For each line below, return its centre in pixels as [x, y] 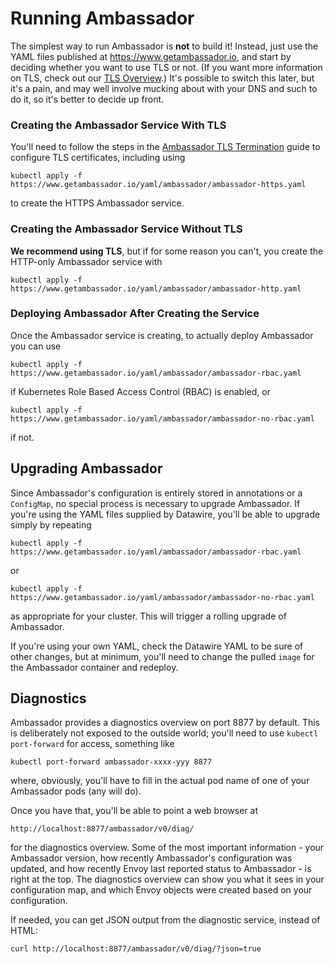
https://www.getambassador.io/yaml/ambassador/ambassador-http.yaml [156, 288]
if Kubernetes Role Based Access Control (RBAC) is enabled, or [140, 391]
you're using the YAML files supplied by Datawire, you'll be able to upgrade [165, 514]
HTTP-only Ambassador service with [86, 261]
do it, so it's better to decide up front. [87, 99]
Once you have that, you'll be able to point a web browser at [134, 811]
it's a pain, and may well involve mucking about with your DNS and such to [164, 88]
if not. [22, 437]
